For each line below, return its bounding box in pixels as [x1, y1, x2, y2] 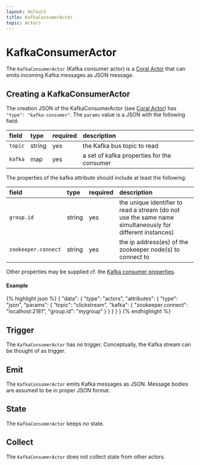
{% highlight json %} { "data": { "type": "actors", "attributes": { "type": [6, 295, 178, 302]
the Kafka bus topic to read [82, 141, 159, 150]
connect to [118, 253, 150, 261]
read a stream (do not [118, 206, 180, 214]
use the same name [118, 213, 174, 221]
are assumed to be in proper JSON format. [6, 386, 111, 394]
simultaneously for [118, 221, 171, 229]
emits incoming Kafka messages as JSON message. [6, 72, 134, 79]
